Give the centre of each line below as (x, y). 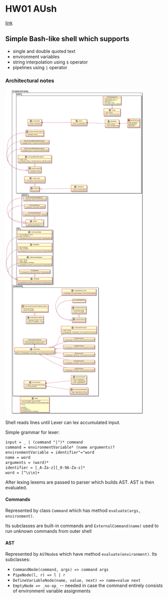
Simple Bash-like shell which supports (67, 39)
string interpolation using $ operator (50, 62)
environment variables (36, 56)
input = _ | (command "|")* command (44, 442)
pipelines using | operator (40, 67)
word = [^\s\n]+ (22, 473)
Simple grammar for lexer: (33, 432)
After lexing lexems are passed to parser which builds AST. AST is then (80, 482)
